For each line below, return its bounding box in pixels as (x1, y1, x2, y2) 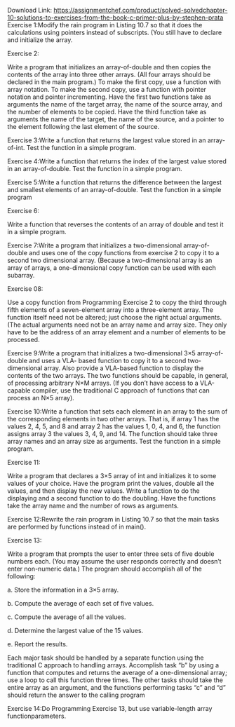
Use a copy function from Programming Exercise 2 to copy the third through (7, 298, 227, 306)
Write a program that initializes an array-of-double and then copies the (7, 63, 212, 71)
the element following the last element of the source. (7, 123, 160, 130)
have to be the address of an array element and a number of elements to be (7, 328, 226, 336)
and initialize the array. (7, 36, 73, 44)
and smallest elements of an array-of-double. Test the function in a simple (7, 186, 222, 193)
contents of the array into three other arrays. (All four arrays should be (7, 70, 211, 79)
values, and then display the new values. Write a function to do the (7, 487, 200, 495)
